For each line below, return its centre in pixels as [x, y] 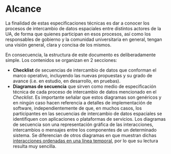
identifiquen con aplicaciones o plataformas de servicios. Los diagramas [89, 119]
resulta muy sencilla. [34, 146]
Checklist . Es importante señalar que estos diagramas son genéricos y [87, 97]
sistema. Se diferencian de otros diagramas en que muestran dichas [84, 135]
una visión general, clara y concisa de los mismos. [58, 45]
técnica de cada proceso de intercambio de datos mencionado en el [85, 92]
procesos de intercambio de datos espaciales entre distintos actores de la [83, 28]
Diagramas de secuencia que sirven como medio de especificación [84, 86]
